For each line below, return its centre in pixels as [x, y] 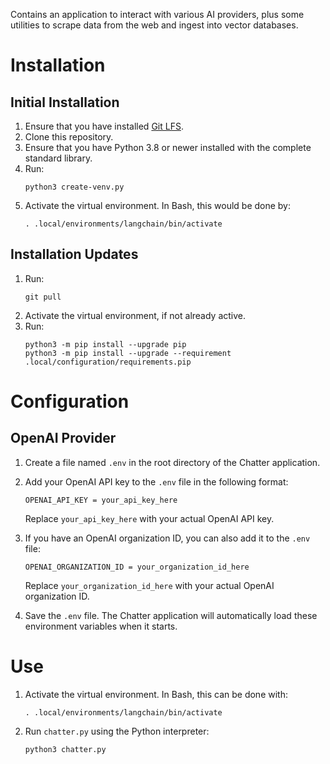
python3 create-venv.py [74, 187]
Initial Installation [65, 102]
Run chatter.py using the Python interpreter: [117, 731]
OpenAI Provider [63, 438]
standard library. [58, 158]
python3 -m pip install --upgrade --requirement [128, 353]
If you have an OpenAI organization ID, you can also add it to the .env [167, 538]
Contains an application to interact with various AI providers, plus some [157, 14]
